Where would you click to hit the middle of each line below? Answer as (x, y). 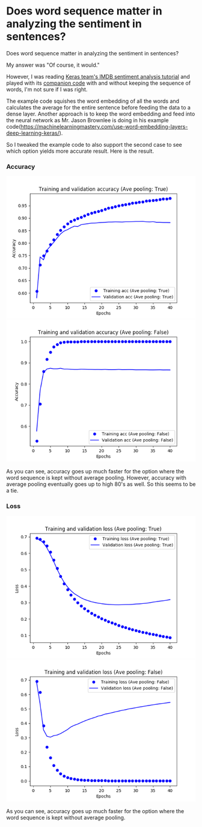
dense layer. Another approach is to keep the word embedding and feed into (101, 114)
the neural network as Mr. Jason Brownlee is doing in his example (88, 120)
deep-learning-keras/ (33, 133)
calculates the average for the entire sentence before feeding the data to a (99, 107)
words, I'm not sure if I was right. (47, 89)
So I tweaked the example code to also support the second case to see (94, 144)
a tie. (12, 491)
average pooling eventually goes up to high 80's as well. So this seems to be (101, 484)
